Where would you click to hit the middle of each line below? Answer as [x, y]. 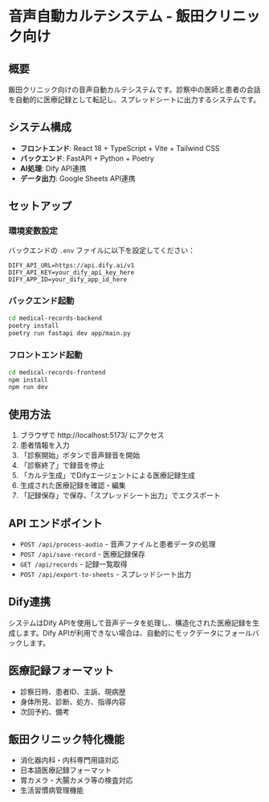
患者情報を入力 [45, 445]
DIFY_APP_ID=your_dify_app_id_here [68, 279]
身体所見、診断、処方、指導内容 [73, 702]
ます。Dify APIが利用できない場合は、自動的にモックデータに [123, 632]
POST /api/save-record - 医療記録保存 [83, 554]
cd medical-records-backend [55, 318]
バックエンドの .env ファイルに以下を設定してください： [102, 250]
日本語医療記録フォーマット [66, 770]
